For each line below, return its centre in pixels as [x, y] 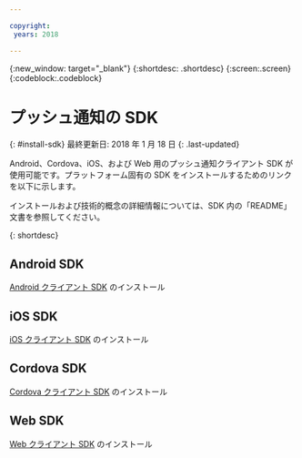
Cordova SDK [48, 368]
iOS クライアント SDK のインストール [79, 340]
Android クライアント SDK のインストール [87, 287]
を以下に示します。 [45, 187]
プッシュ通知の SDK [84, 117]
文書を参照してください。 [57, 217]
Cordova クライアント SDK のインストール [89, 392]
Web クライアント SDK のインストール [81, 443]
